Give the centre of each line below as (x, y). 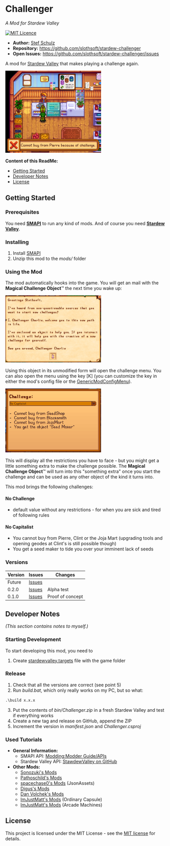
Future (14, 582)
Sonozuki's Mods (39, 772)
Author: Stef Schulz (34, 43)
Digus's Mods (35, 789)
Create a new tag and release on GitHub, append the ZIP (72, 721)
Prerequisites (22, 212)
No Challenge (20, 498)
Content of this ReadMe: (32, 161)
